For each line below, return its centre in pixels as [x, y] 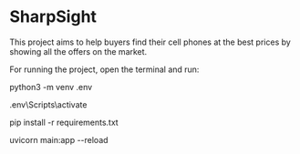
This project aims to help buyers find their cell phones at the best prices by [150, 42]
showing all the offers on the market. [78, 51]
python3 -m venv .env [51, 87]
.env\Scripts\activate [48, 104]
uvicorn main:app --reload [59, 139]
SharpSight [53, 17]
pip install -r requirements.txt [64, 122]
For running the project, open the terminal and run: [104, 69]
